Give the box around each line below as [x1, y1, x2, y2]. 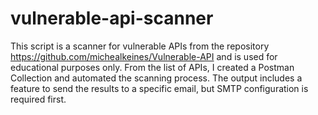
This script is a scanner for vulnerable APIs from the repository [10, 40, 270, 52]
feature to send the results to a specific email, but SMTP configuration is [10, 82, 309, 94]
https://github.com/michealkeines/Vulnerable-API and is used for [10, 50, 278, 62]
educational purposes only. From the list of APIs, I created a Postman [10, 61, 295, 73]
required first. [10, 93, 67, 105]
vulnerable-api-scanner [10, 7, 214, 30]
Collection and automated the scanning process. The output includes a [10, 72, 303, 84]
